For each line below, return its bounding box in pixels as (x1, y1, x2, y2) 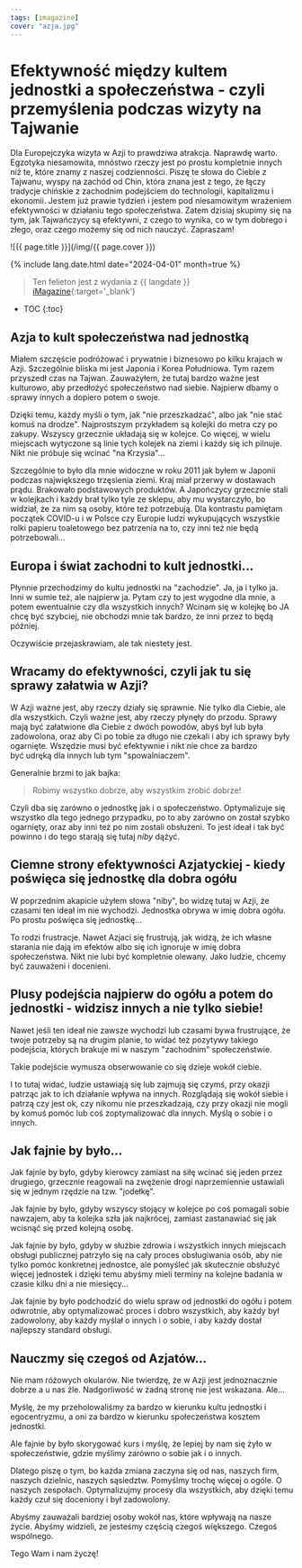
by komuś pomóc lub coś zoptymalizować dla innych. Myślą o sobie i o (10, 1108, 273, 1118)
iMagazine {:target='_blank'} (31, 286, 136, 297)
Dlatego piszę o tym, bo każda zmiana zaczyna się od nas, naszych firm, (10, 1465, 280, 1476)
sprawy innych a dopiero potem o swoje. (10, 392, 161, 403)
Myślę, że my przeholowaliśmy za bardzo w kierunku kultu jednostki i (10, 1402, 267, 1413)
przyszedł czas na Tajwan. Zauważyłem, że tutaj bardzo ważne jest (10, 373, 260, 384)
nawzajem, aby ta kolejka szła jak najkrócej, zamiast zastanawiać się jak (10, 1213, 278, 1224)
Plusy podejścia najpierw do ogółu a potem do (10, 987, 273, 1002)
